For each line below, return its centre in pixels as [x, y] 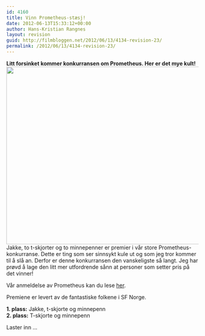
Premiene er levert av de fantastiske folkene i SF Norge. [76, 297]
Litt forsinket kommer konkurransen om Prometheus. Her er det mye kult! [101, 63]
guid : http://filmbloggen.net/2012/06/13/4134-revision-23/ [85, 40]
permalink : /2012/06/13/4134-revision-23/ [61, 46]
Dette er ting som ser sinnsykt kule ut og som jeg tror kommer [118, 254]
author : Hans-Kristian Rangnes [46, 29]
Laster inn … [22, 327]
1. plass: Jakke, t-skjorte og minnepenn [56, 309]
